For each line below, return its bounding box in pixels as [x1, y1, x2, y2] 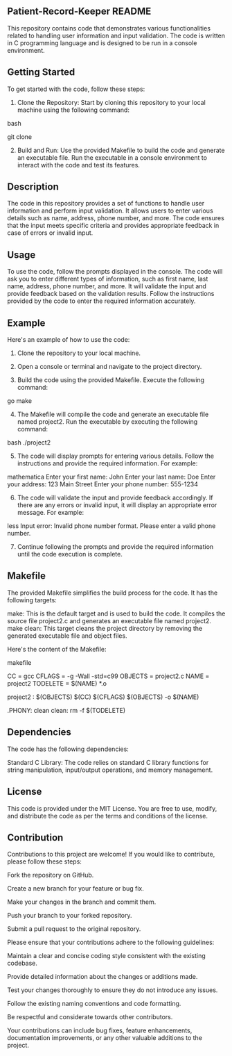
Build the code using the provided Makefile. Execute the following [17, 376, 205, 384]
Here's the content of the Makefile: [7, 645, 107, 653]
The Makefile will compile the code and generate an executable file [17, 410, 209, 419]
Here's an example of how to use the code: [7, 336, 130, 344]
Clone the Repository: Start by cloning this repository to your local [17, 98, 206, 106]
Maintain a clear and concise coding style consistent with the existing [7, 952, 206, 960]
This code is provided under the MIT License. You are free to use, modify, [7, 804, 217, 812]
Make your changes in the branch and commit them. [7, 898, 157, 906]
